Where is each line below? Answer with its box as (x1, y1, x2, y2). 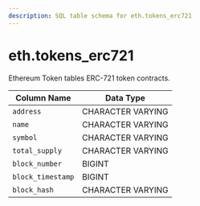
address (12, 106, 42, 116)
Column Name (15, 92, 71, 103)
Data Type (104, 92, 146, 103)
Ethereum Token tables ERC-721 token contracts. (8, 73, 170, 83)
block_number (12, 159, 63, 168)
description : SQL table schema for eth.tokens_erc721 (8, 11, 193, 20)
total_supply (12, 146, 63, 155)
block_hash (12, 185, 54, 194)
